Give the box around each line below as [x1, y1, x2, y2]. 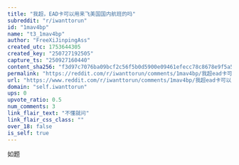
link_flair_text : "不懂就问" [7, 110, 90, 117]
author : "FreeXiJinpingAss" [7, 37, 91, 44]
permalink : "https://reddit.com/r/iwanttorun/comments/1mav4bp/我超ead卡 [7, 70, 228, 77]
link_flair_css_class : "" [7, 116, 84, 123]
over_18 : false [7, 122, 53, 130]
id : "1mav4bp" [7, 23, 50, 31]
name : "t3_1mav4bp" [7, 30, 65, 38]
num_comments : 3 [7, 103, 55, 110]
